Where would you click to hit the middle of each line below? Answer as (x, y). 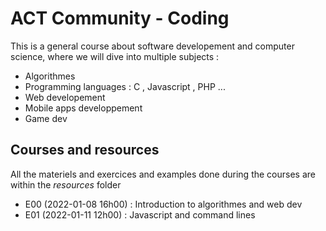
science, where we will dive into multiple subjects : (115, 56)
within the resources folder (66, 184)
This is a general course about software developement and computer (152, 46)
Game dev (46, 118)
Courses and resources (85, 150)
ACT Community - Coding (120, 18)
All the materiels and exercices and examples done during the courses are (163, 174)
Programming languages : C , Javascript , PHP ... (125, 86)
